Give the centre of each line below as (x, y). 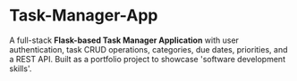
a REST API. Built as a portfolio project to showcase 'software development (148, 59)
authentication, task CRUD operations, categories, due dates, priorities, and (148, 49)
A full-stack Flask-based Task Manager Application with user (124, 40)
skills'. (21, 69)
